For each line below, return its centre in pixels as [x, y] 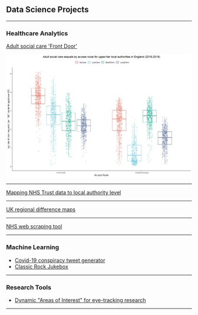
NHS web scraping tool [34, 227]
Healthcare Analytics [37, 33]
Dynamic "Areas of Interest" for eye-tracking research [80, 300]
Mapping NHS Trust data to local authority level [64, 193]
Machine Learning [33, 247]
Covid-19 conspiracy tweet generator [60, 260]
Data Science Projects [47, 10]
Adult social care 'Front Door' [42, 46]
